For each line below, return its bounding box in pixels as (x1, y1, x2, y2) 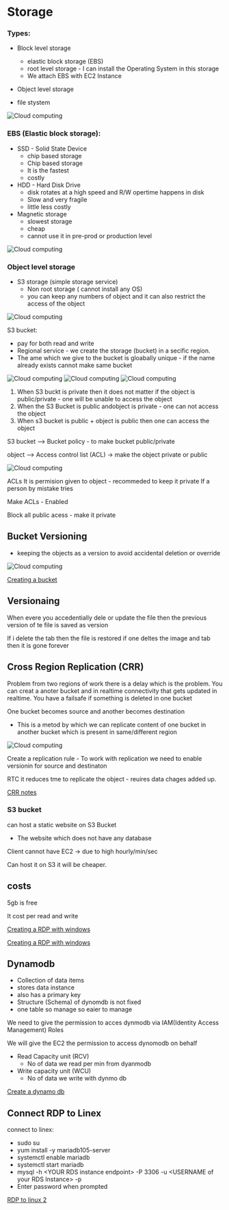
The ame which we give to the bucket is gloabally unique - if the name (16, 354, 215, 362)
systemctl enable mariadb (16, 1153, 90, 1161)
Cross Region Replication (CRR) (7, 661, 144, 673)
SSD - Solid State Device (16, 144, 87, 153)
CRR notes (7, 788, 37, 796)
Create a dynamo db (7, 1087, 65, 1096)
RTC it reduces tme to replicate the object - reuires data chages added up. (7, 774, 217, 783)
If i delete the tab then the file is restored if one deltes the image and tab (7, 634, 211, 642)
